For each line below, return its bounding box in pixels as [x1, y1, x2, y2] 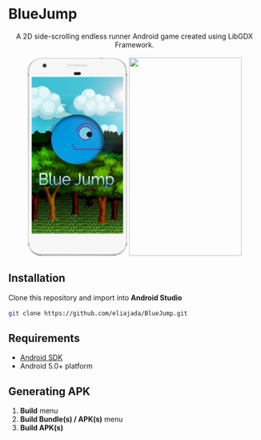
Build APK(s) [19, 423, 64, 433]
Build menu [19, 406, 58, 416]
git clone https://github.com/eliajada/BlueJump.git [8, 309, 188, 317]
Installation [8, 271, 66, 285]
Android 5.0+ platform [19, 361, 94, 371]
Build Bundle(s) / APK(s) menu [19, 414, 123, 424]
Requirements [8, 332, 80, 345]
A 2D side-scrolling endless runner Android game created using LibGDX [15, 31, 254, 41]
